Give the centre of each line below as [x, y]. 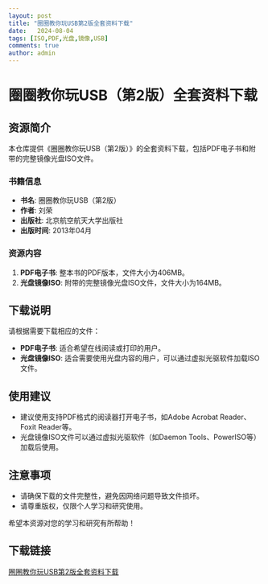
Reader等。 [57, 427]
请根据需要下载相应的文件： [54, 331]
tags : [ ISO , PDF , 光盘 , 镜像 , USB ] [58, 38]
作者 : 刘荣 [36, 211]
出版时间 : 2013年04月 [56, 231]
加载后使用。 [41, 447]
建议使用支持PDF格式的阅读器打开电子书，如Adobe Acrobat [119, 417]
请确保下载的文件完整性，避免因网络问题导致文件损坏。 [111, 496]
